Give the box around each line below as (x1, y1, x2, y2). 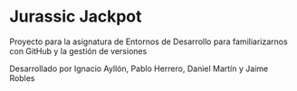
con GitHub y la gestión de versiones (9, 45, 148, 56)
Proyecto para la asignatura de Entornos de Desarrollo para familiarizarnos (9, 36, 288, 47)
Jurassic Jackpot (9, 6, 142, 27)
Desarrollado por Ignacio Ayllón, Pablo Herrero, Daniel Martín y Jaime (9, 63, 269, 74)
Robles (9, 72, 35, 83)
